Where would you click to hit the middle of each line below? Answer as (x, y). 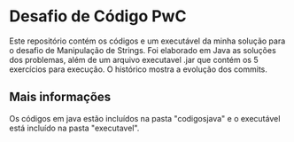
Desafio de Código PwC (98, 16)
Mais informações (60, 97)
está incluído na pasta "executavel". (74, 128)
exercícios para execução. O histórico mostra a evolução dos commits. (138, 69)
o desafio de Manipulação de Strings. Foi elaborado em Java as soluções (143, 50)
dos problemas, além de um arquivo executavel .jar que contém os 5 (134, 59)
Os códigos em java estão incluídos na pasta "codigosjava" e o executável (145, 118)
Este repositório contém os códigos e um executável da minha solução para (147, 41)
